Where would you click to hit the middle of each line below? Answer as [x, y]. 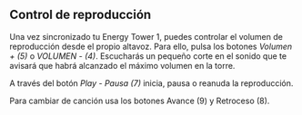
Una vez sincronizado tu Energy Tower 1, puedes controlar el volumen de [146, 36]
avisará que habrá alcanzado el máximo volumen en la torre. [122, 65]
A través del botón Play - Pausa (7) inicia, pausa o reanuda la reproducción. [151, 83]
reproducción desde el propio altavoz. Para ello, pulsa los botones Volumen [151, 46]
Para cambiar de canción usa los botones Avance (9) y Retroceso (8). [140, 101]
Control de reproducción [81, 15]
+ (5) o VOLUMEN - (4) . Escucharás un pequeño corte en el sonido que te [148, 56]
